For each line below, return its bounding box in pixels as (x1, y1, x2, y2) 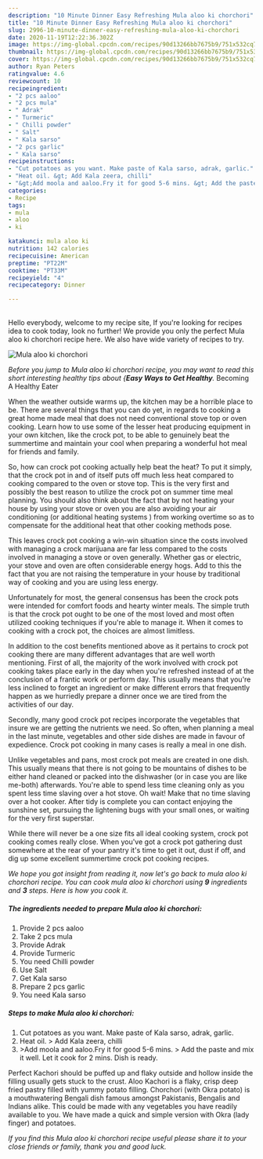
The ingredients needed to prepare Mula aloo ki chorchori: (8, 904, 202, 913)
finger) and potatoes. (8, 1118, 77, 1128)
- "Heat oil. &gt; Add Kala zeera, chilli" (8, 172, 153, 181)
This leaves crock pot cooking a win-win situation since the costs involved (8, 536, 248, 546)
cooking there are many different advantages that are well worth (8, 649, 215, 660)
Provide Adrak (19, 940, 66, 950)
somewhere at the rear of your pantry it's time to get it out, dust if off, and (8, 846, 246, 855)
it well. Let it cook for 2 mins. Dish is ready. (19, 1053, 158, 1062)
